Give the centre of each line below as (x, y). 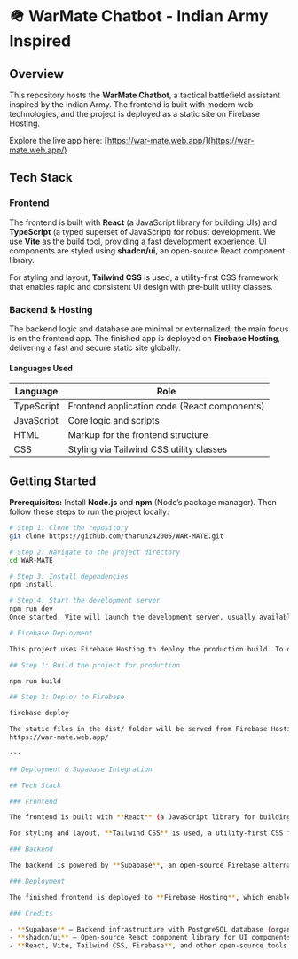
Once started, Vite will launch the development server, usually (132, 617)
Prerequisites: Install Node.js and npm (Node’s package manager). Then (143, 502)
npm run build (35, 681)
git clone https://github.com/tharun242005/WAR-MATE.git (117, 536)
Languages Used (41, 368)
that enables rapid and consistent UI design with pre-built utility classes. (141, 286)
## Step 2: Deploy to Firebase (67, 697)
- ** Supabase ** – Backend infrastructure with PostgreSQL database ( (141, 929)
